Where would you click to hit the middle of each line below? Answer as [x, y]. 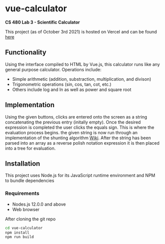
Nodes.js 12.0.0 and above [39, 204]
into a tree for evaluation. [30, 148]
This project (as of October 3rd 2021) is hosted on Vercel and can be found [81, 31]
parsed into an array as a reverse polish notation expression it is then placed [82, 143]
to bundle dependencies [30, 181]
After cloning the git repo [30, 219]
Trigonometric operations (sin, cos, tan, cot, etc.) [62, 84]
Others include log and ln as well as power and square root [72, 90]
